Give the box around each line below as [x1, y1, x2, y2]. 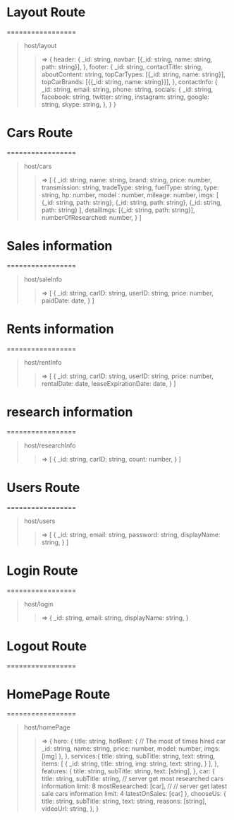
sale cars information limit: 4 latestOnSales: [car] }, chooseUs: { [41, 790, 227, 798]
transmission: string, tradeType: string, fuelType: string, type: [41, 183, 219, 192]
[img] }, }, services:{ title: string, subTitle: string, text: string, [41, 752, 216, 761]
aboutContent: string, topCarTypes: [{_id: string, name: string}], [41, 70, 226, 78]
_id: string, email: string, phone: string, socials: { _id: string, [41, 85, 213, 93]
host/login [23, 599, 54, 608]
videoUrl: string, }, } [41, 804, 99, 813]
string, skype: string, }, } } [41, 100, 117, 108]
